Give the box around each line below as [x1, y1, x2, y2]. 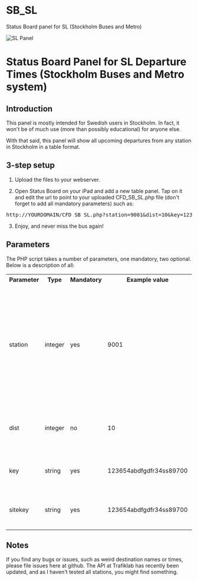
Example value [126, 275, 169, 284]
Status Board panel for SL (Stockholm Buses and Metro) [6, 23, 142, 30]
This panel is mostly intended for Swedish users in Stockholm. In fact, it [6, 119, 180, 126]
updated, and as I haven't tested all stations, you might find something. [6, 569, 179, 576]
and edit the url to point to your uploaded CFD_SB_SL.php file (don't [14, 193, 180, 201]
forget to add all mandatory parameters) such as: [14, 200, 134, 207]
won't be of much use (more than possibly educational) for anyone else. [6, 125, 181, 133]
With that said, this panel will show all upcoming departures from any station [6, 137, 192, 144]
